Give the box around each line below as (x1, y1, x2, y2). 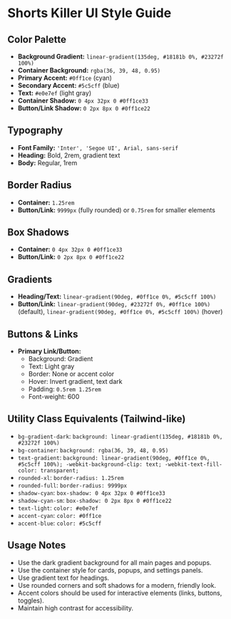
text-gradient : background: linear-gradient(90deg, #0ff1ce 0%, (17, 453, 210, 462)
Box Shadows (7, 227, 69, 239)
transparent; (40, 467, 79, 474)
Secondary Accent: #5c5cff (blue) (17, 81, 120, 90)
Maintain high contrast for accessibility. (17, 603, 134, 612)
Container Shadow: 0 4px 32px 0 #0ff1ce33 (17, 96, 148, 105)
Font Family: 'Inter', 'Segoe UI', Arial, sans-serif (17, 143, 179, 152)
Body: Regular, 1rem (17, 158, 78, 167)
